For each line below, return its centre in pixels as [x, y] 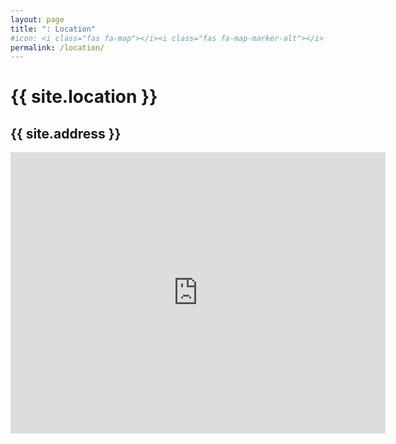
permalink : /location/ [57, 47]
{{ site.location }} [84, 97]
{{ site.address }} [66, 133]
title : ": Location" [53, 29]
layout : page [37, 19]
